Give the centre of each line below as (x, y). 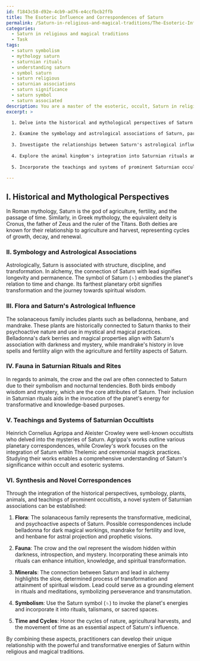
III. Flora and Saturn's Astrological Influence (71, 306)
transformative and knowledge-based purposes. (65, 405)
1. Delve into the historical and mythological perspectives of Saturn (102, 123)
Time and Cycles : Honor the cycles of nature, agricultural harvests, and (103, 621)
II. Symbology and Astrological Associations (71, 252)
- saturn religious (36, 78)
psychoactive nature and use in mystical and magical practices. (84, 332)
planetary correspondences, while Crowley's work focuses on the (87, 446)
